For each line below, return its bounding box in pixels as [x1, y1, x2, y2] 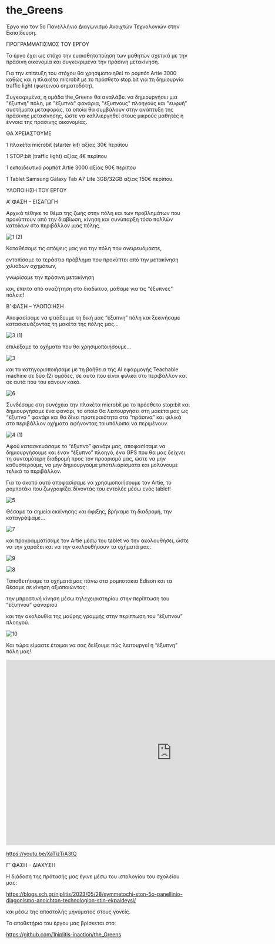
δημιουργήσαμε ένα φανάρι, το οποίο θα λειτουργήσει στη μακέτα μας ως [6, 407, 189, 414]
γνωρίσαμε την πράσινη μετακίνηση [6, 274, 95, 281]
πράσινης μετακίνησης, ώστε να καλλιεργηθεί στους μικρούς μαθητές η [6, 112, 184, 119]
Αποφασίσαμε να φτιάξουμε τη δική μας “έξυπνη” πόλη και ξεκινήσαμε [6, 314, 180, 321]
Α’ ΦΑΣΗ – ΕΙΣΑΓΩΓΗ [6, 198, 58, 205]
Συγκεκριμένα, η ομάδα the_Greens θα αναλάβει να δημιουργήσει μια [6, 93, 178, 100]
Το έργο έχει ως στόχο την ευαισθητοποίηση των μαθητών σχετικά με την [6, 52, 188, 59]
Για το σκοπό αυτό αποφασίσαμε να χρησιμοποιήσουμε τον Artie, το [6, 479, 172, 486]
